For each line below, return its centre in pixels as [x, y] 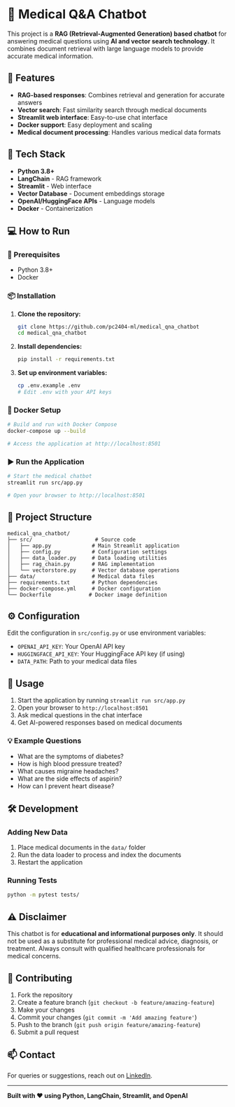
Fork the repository [45, 995]
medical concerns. [34, 956]
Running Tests [32, 881]
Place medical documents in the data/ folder [81, 848]
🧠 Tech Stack [36, 154]
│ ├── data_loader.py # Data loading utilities [87, 558]
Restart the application [50, 862]
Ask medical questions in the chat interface [80, 715]
